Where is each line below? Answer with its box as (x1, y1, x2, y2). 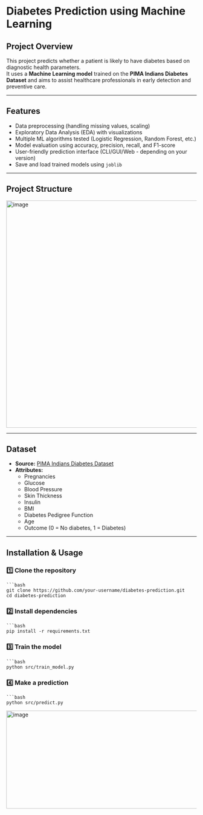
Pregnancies (24, 473, 56, 480)
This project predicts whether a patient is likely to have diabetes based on (6, 57, 190, 64)
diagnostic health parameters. (6, 64, 81, 71)
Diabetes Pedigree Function (24, 511, 94, 519)
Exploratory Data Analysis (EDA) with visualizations (14, 128, 143, 136)
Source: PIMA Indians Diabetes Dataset (14, 460, 114, 467)
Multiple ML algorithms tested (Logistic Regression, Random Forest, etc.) (14, 135, 196, 142)
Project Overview (6, 41, 73, 51)
